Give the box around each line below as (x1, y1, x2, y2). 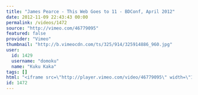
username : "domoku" (11, 58, 60, 64)
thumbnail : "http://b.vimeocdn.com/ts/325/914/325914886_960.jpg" (6, 42, 173, 48)
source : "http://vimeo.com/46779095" (6, 25, 99, 31)
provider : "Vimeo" (6, 36, 51, 42)
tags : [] (6, 69, 28, 75)
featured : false (6, 31, 46, 37)
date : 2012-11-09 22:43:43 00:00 (6, 14, 88, 20)
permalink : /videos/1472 (6, 19, 67, 25)
